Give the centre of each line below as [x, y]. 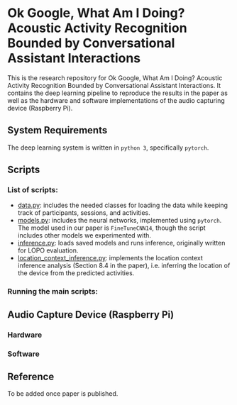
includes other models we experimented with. [84, 235]
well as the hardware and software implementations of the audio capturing [116, 100]
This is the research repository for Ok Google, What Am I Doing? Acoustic [115, 78]
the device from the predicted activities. [76, 273]
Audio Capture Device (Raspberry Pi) [91, 315]
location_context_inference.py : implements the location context [110, 258]
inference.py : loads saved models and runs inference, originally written [121, 243]
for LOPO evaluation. [48, 250]
